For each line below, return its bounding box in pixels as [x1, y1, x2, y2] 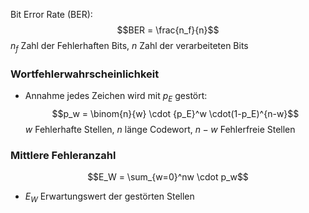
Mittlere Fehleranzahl [10, 148, 117, 162]
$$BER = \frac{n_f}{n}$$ [116, 24, 220, 36]
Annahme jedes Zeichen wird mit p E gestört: [24, 90, 208, 104]
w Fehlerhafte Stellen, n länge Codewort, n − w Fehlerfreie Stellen [24, 123, 296, 135]
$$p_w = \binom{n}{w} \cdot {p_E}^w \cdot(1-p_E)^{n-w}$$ [51, 107, 300, 119]
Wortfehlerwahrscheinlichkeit [10, 67, 160, 81]
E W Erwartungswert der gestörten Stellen [24, 190, 195, 204]
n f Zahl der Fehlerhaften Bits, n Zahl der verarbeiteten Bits [10, 40, 249, 54]
